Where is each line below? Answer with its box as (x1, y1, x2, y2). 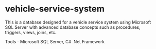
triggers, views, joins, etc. (5, 29, 57, 35)
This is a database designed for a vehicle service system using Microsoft (5, 19, 151, 25)
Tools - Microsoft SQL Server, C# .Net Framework (5, 38, 104, 44)
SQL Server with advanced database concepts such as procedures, (5, 24, 140, 30)
